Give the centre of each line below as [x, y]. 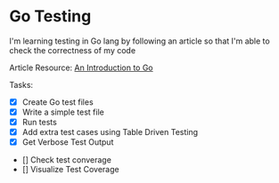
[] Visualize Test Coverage [70, 170]
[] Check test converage [66, 160]
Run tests [40, 123]
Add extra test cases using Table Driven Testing [110, 132]
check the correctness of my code [73, 50]
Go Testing [50, 16]
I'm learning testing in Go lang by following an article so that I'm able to [139, 41]
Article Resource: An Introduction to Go [81, 68]
